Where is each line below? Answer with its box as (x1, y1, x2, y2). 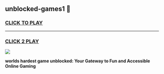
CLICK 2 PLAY (5, 37, 39, 44)
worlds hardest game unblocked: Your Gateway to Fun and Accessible (5, 58, 150, 64)
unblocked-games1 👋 (5, 5, 71, 13)
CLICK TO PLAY (5, 19, 43, 26)
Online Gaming (5, 63, 36, 69)
